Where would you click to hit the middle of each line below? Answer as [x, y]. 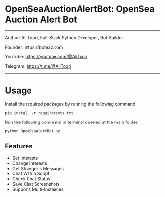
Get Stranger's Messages [38, 168]
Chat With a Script [31, 173]
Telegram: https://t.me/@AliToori [38, 66]
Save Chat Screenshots [36, 184]
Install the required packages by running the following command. [71, 104]
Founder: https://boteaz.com [34, 47]
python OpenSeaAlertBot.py [33, 131]
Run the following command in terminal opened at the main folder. [72, 122]
